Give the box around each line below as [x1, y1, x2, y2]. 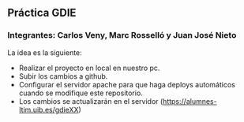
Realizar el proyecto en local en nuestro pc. [18, 63, 160, 72]
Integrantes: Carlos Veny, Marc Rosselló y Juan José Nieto [7, 30, 237, 41]
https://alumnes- [162, 96, 218, 105]
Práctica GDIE [7, 6, 77, 20]
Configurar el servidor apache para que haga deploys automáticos [18, 79, 236, 89]
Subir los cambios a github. [18, 71, 108, 81]
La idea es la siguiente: [7, 47, 82, 57]
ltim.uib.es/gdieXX [18, 105, 79, 114]
